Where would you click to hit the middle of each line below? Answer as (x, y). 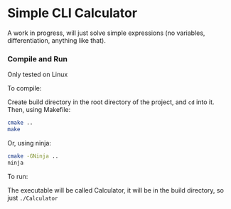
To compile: (25, 88)
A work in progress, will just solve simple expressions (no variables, (106, 33)
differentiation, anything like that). (57, 40)
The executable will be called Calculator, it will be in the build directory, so (116, 190)
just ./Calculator (33, 198)
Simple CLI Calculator (72, 13)
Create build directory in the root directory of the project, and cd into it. (111, 102)
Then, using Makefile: (39, 110)
